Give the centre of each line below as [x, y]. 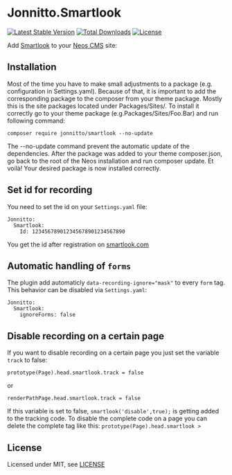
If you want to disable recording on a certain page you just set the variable [113, 353]
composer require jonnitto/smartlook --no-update [80, 133]
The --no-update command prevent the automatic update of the [99, 146]
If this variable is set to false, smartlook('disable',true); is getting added [113, 411]
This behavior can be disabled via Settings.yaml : [77, 290]
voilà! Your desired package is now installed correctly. [84, 168]
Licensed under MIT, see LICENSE [56, 464]
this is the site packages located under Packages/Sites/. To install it [103, 106]
